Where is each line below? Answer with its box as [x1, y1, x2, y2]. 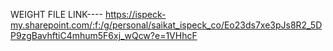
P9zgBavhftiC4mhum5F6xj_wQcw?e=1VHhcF [10, 30, 198, 41]
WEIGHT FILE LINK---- [10, 9, 103, 20]
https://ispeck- [104, 9, 167, 20]
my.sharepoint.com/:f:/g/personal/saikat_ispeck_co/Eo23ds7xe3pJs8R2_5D [10, 19, 323, 31]
